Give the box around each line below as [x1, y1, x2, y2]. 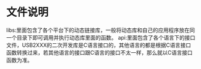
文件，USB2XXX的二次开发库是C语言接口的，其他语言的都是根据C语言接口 [6, 41, 191, 49]
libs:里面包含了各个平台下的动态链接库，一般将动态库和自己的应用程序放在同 [6, 26, 195, 34]
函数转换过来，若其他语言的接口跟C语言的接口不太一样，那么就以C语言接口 [6, 49, 193, 56]
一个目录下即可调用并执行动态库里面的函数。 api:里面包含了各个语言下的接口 [6, 34, 196, 41]
